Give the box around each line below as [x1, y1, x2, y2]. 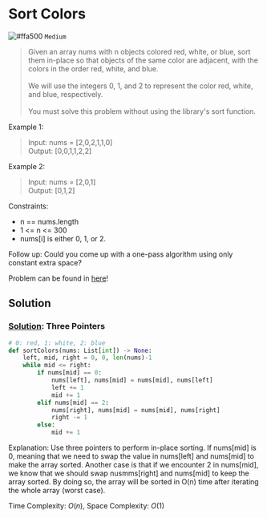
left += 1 [51, 383, 84, 391]
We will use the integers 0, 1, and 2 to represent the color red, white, [27, 81, 254, 91]
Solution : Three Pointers [8, 321, 106, 332]
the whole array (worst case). [8, 486, 106, 495]
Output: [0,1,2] [27, 185, 75, 195]
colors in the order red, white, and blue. [27, 63, 159, 73]
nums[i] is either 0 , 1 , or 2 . [19, 233, 107, 243]
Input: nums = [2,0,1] [27, 177, 96, 187]
